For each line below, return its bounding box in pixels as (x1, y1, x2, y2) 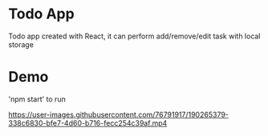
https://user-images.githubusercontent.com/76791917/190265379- (8, 110, 229, 119)
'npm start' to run (8, 94, 66, 104)
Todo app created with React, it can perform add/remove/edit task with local (8, 31, 261, 41)
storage (8, 39, 35, 49)
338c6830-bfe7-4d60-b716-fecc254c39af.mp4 (8, 118, 168, 128)
